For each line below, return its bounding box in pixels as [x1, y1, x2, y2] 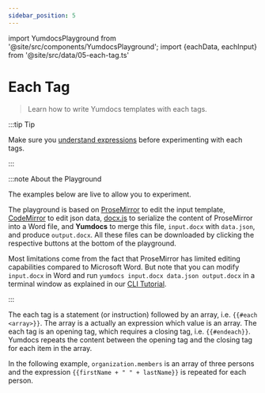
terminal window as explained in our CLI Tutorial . [8, 279, 167, 288]
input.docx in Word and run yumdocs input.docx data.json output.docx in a [8, 270, 256, 280]
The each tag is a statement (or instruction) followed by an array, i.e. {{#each [8, 310, 258, 319]
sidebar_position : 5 [8, 11, 77, 20]
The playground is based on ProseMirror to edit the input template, [8, 204, 225, 214]
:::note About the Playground [8, 174, 102, 183]
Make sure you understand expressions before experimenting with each [8, 135, 243, 144]
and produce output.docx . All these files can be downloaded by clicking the [8, 230, 255, 239]
